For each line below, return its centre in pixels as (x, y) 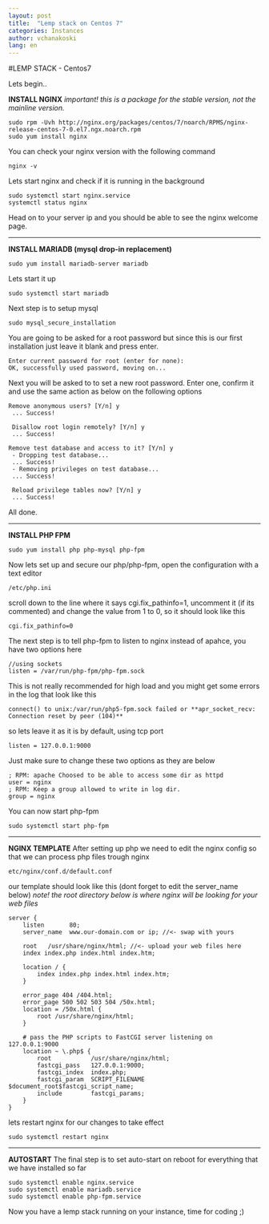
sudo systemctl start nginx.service (69, 196)
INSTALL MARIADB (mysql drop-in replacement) (90, 249)
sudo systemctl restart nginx (59, 1137)
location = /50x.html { (62, 1010)
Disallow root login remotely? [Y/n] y (78, 427)
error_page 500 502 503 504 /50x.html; (89, 1003)
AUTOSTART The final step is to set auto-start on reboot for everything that (133, 1160)
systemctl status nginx (48, 203)
